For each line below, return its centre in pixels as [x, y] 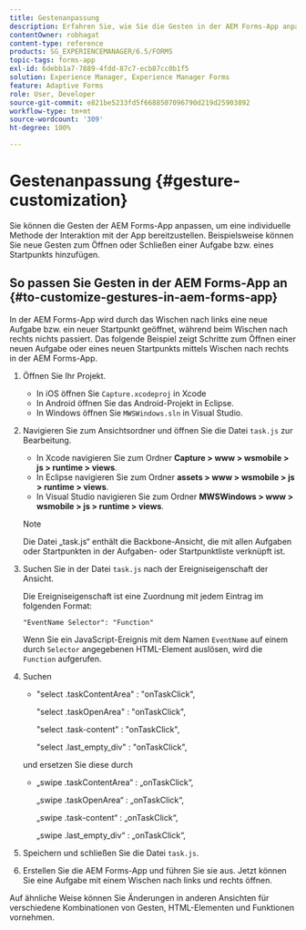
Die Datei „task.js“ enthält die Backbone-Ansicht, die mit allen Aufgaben [157, 541]
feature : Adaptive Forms [56, 86]
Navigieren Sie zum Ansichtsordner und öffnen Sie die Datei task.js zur [158, 430]
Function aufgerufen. [62, 659]
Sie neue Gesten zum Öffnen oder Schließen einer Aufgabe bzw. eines [142, 245]
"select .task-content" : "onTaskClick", [108, 729]
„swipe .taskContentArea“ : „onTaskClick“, [115, 782]
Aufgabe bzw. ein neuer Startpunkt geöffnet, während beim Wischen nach [149, 329]
